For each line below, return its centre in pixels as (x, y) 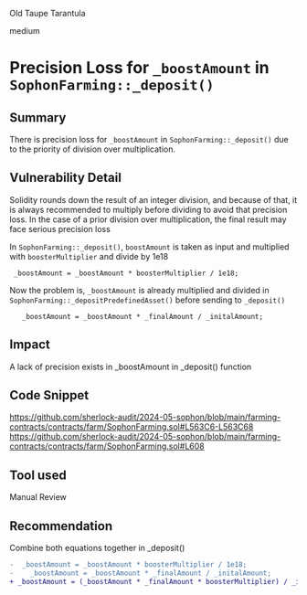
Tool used (38, 475)
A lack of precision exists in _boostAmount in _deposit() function (131, 367)
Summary (38, 117)
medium (25, 31)
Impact (30, 345)
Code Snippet (49, 395)
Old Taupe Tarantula (48, 13)
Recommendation (61, 526)
